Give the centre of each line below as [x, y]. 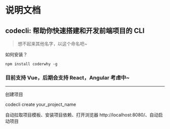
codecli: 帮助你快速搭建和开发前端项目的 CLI [75, 31]
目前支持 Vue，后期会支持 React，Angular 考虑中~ [68, 77]
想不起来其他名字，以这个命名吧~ [52, 44]
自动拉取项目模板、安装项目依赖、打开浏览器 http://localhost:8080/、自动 [82, 115]
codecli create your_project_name [41, 105]
